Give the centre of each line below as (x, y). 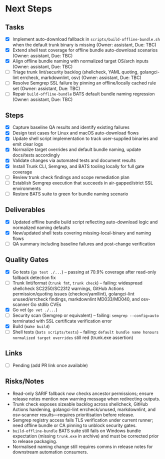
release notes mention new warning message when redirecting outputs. (86, 398)
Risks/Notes (24, 381)
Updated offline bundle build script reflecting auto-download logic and (85, 222)
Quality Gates (27, 260)
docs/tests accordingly (36, 155)
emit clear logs (28, 144)
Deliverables (25, 210)
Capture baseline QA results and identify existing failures (71, 127)
